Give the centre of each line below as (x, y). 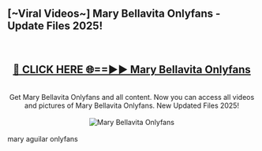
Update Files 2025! (55, 26)
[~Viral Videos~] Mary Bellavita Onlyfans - (114, 14)
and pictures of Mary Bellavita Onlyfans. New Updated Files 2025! (132, 105)
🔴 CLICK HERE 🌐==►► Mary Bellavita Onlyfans (132, 70)
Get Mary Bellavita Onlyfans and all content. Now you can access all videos (132, 97)
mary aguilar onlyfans (43, 138)
